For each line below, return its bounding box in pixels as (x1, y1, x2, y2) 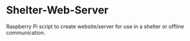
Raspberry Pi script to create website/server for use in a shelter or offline (6, 23, 185, 30)
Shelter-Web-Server (6, 4, 109, 17)
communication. (6, 29, 46, 36)
